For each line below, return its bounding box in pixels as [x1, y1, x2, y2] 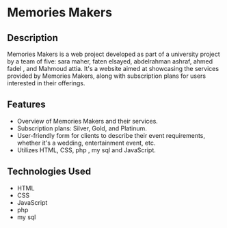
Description [7, 32, 58, 44]
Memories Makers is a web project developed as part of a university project [7, 50, 220, 58]
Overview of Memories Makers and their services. [16, 117, 159, 125]
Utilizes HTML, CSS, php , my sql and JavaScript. [16, 145, 156, 154]
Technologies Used [7, 166, 91, 177]
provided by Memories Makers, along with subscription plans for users [7, 72, 206, 80]
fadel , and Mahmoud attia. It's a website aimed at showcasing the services [7, 65, 219, 72]
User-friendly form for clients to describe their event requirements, [16, 131, 206, 139]
